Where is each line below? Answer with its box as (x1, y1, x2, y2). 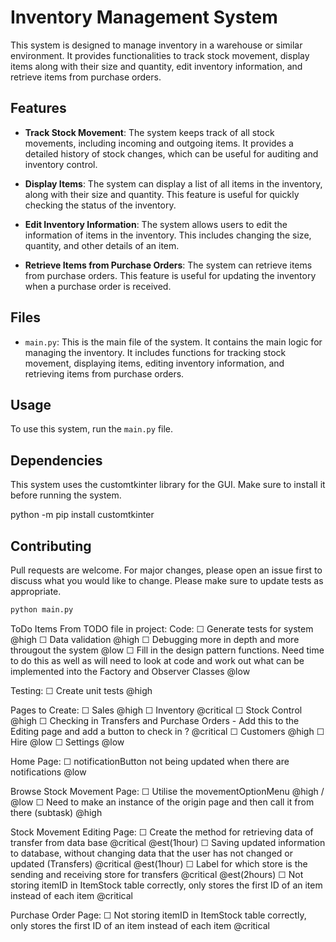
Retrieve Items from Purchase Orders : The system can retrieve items (24, 259, 313, 271)
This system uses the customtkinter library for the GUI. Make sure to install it (10, 479, 326, 491)
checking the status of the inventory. (24, 199, 177, 211)
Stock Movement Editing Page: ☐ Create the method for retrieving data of (10, 826, 314, 838)
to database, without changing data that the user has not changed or (10, 847, 293, 859)
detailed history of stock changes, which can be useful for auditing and (24, 147, 319, 160)
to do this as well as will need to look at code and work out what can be (10, 654, 305, 666)
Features (10, 100, 67, 117)
